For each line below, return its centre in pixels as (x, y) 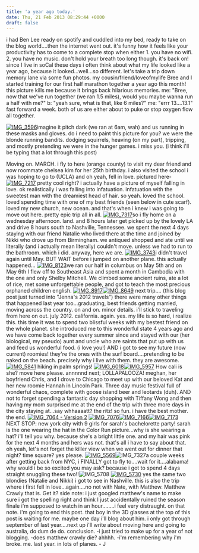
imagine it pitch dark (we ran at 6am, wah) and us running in (110, 127)
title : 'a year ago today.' (41, 12)
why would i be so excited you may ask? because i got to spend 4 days (93, 468)
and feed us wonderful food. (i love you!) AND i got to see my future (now (96, 348)
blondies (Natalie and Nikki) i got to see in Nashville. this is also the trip (93, 481)
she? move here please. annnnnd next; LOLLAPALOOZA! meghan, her (91, 373)
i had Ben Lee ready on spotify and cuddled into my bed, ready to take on (96, 40)
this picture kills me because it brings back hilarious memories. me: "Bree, (97, 91)
